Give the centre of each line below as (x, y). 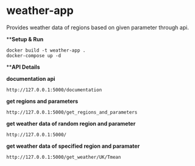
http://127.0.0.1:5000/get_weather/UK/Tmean (64, 157)
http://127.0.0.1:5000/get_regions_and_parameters (72, 112)
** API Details (23, 67)
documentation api (31, 78)
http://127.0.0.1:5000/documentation (54, 90)
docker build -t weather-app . (46, 50)
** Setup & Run (25, 39)
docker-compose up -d (34, 55)
